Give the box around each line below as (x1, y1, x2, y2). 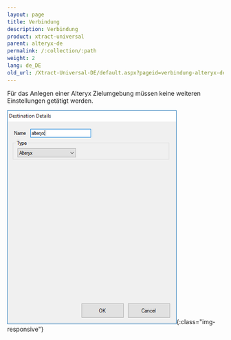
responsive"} (7, 325, 44, 333)
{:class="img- (176, 317, 216, 326)
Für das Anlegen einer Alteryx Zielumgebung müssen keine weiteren (7, 89, 201, 97)
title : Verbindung (7, 18, 60, 26)
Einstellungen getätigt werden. (7, 97, 94, 105)
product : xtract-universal (7, 33, 85, 40)
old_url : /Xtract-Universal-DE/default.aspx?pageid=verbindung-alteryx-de (7, 69, 226, 76)
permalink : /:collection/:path (7, 48, 97, 54)
